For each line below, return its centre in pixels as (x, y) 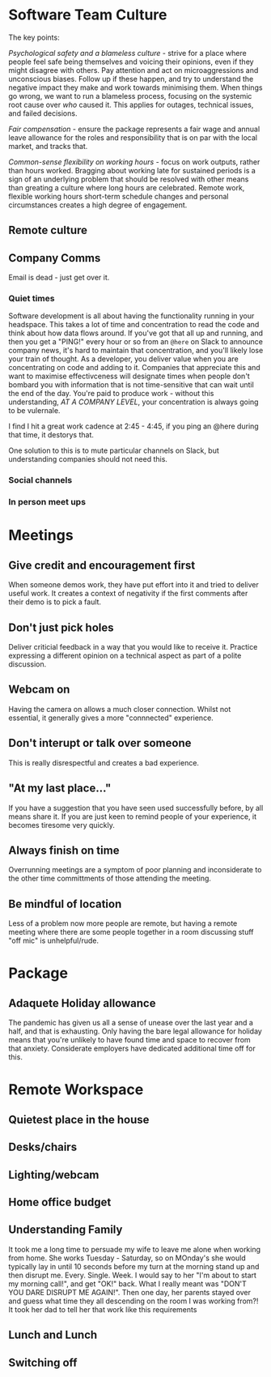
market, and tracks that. (48, 146)
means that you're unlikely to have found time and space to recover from (129, 1040)
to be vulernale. (34, 411)
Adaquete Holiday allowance (82, 1003)
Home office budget (60, 1202)
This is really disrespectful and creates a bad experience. (104, 762)
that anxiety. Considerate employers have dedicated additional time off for (132, 1049)
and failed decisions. (43, 113)
